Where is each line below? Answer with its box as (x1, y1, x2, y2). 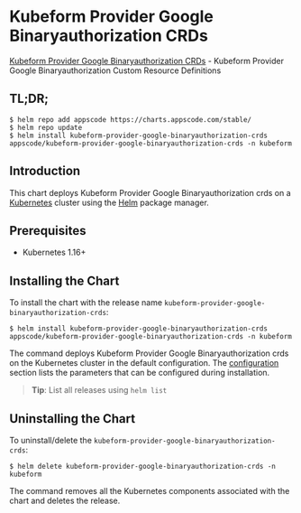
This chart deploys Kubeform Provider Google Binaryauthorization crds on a (9, 187, 291, 198)
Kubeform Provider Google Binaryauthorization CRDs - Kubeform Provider (9, 55, 284, 66)
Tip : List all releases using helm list (31, 385, 168, 396)
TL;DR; (9, 91, 50, 107)
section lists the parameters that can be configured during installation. (9, 368, 270, 378)
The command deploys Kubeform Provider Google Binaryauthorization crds (9, 348, 289, 359)
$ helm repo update (9, 123, 83, 132)
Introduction (9, 163, 81, 179)
